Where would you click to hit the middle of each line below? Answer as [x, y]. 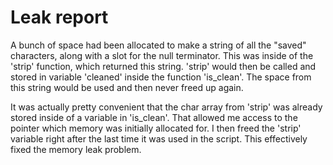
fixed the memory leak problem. [76, 149]
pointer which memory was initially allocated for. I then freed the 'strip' [156, 128]
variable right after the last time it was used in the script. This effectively [159, 138]
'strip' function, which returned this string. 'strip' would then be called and [163, 66]
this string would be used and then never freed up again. [127, 87]
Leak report [59, 17]
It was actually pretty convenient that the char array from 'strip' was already [166, 107]
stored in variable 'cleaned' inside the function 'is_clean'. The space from [161, 77]
